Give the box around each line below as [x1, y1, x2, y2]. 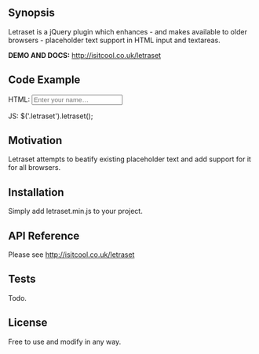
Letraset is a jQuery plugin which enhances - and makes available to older [8, 27, 247, 36]
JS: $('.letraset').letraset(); [8, 111, 93, 121]
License [8, 316, 48, 330]
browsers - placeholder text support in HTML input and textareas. [8, 35, 221, 45]
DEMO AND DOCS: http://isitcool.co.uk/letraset [8, 50, 162, 60]
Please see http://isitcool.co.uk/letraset [8, 250, 135, 259]
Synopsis [8, 6, 55, 20]
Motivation [8, 134, 63, 147]
